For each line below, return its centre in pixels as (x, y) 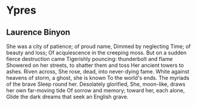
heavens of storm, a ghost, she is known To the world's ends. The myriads (98, 78)
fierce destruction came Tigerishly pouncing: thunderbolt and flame (90, 59)
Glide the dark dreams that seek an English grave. (67, 97)
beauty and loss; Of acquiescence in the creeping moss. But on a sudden (96, 53)
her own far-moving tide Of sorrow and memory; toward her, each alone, (96, 90)
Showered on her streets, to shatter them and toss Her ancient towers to (95, 65)
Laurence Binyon (38, 32)
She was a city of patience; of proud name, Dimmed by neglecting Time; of (98, 46)
